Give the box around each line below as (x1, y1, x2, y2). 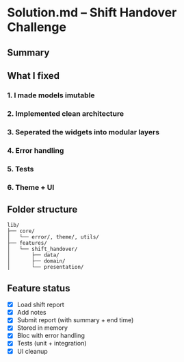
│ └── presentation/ (7, 264, 84, 271)
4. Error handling (7, 145, 64, 155)
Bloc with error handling (16, 331, 86, 340)
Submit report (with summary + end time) (16, 316, 134, 324)
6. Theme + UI (7, 182, 55, 192)
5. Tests (7, 164, 34, 173)
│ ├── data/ (7, 252, 60, 258)
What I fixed (7, 70, 60, 82)
